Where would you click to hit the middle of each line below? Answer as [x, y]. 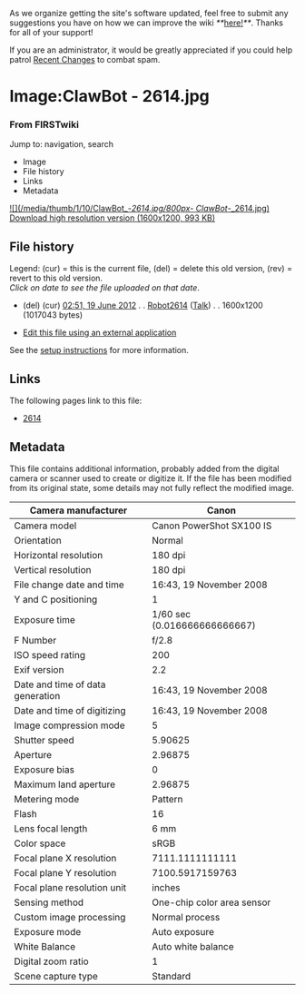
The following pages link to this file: [76, 401]
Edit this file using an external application [99, 333]
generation [37, 695]
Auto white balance [193, 946]
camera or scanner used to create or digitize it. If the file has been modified [151, 478]
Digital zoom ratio [51, 961]
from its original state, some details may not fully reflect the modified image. [152, 487]
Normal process [186, 917]
